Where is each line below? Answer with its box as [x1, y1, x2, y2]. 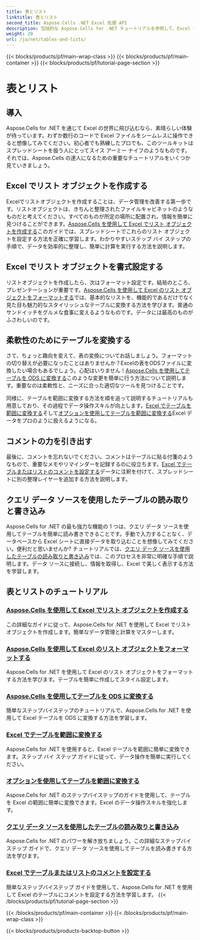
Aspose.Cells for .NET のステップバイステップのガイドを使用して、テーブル [6, 791, 191, 799]
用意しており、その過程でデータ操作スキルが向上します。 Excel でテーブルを [6, 402, 192, 409]
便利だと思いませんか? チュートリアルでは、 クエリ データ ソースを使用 [16, 545, 190, 553]
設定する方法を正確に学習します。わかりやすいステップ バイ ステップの [16, 235, 192, 242]
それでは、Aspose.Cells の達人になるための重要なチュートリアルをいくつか [6, 155, 190, 161]
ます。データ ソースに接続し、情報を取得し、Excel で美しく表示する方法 [16, 560, 194, 568]
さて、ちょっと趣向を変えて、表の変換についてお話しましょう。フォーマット [6, 352, 193, 359]
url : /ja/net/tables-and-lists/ [6, 36, 86, 42]
